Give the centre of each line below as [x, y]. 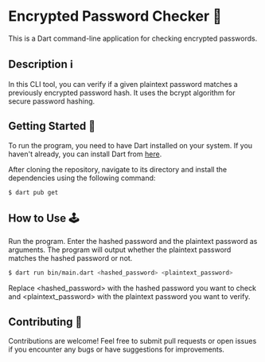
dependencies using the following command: [82, 178]
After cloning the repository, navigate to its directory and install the [118, 169]
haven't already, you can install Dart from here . [85, 154]
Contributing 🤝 [45, 322]
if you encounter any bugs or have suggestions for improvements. [117, 349]
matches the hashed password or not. [70, 258]
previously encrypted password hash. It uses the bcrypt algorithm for [122, 92]
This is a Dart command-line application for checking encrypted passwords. [133, 38]
